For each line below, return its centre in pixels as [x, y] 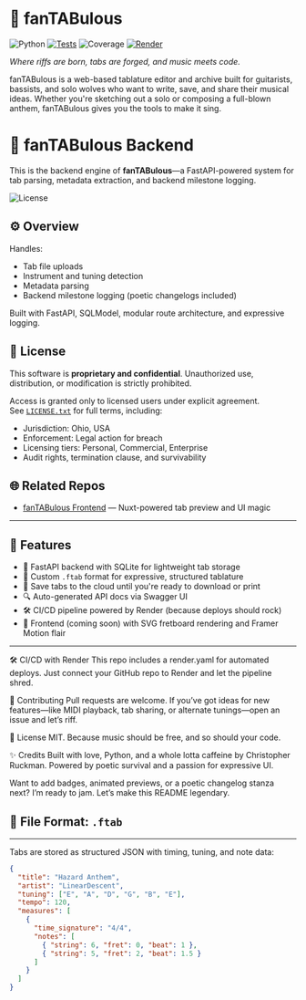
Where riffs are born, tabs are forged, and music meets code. [125, 61]
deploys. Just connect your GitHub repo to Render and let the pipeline [141, 673]
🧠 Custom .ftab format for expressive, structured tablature [133, 577]
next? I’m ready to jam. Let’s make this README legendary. [120, 793]
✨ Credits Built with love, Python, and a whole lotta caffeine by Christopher [150, 755]
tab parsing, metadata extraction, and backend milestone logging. [133, 180]
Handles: [26, 248]
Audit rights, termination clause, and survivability [114, 457]
